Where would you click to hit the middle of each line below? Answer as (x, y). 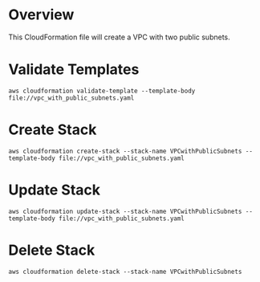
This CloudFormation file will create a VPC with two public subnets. (119, 37)
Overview (41, 15)
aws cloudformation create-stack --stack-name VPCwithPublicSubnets (125, 151)
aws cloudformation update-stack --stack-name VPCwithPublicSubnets (125, 211)
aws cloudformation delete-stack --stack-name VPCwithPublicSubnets (125, 272)
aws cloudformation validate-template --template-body (102, 91)
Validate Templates (74, 69)
